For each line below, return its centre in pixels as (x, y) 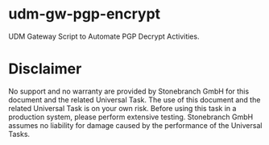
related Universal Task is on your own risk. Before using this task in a (122, 108)
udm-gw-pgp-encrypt (85, 14)
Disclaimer (45, 69)
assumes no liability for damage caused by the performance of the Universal (135, 125)
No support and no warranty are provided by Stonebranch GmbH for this (129, 91)
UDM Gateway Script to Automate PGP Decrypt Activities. (104, 36)
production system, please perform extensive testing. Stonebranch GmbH (131, 117)
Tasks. (19, 134)
